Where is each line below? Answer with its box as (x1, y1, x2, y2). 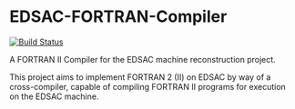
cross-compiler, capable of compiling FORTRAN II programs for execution (9, 81, 287, 92)
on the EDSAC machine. (9, 91, 99, 102)
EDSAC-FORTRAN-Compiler (9, 6, 228, 27)
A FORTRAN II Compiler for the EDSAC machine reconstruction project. (9, 54, 276, 64)
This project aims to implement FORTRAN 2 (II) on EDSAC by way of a (9, 71, 271, 83)
